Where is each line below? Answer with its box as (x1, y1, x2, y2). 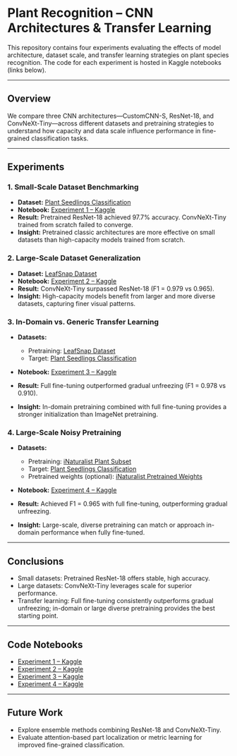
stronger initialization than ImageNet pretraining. (17, 410, 159, 419)
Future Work (7, 707, 63, 719)
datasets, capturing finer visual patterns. (17, 299, 136, 307)
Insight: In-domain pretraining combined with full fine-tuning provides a (17, 403, 227, 411)
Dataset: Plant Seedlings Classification (17, 198, 131, 207)
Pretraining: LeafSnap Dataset (28, 347, 116, 355)
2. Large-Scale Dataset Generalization (7, 253, 141, 263)
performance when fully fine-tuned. (41, 528, 145, 537)
